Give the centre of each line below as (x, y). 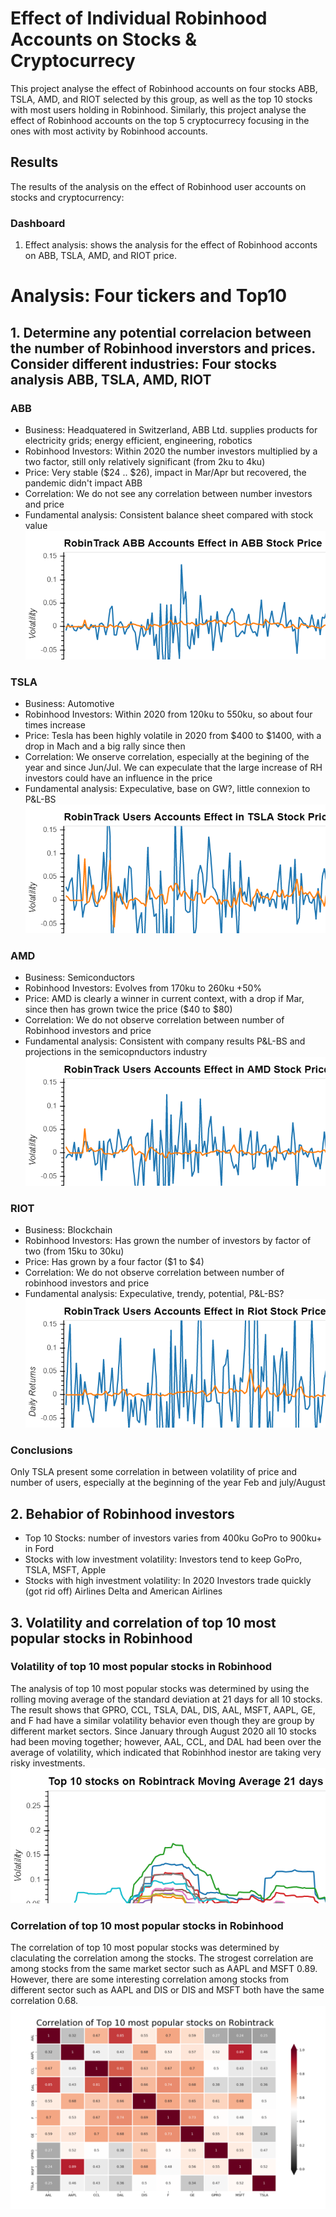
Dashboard (38, 223)
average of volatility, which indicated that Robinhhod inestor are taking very (166, 1752)
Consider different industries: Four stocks (144, 363)
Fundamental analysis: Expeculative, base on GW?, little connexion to (167, 789)
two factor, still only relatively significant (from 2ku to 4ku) (145, 461)
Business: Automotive (69, 704)
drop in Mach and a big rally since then (105, 746)
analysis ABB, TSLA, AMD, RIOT (111, 379)
